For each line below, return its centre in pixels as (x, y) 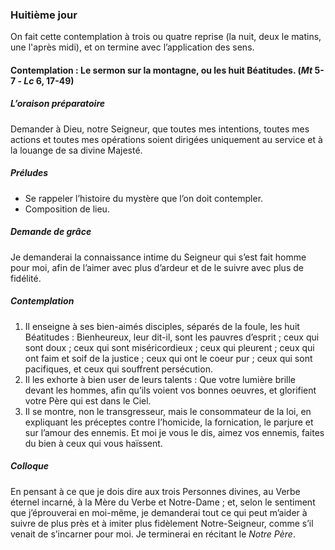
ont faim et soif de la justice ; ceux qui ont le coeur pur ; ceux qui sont (168, 358)
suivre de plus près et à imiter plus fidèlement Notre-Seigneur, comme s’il (162, 523)
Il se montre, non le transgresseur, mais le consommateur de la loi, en (168, 411)
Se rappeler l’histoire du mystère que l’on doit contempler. (144, 198)
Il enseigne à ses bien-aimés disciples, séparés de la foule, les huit (162, 326)
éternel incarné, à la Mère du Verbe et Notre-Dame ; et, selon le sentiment (163, 502)
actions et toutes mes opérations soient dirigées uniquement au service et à (166, 139)
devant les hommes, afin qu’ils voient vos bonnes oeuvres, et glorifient (170, 390)
